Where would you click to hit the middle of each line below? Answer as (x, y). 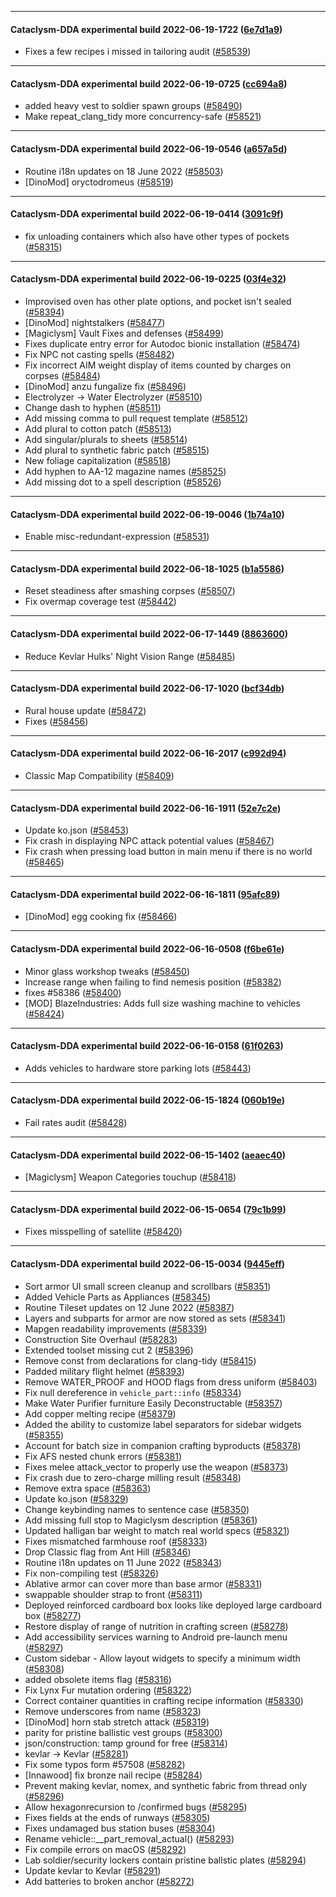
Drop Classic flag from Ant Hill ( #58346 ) (108, 1552)
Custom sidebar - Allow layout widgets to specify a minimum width (162, 1658)
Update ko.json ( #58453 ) (77, 830)
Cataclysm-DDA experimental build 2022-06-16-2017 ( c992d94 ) (148, 753)
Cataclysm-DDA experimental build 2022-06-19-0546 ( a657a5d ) (149, 149)
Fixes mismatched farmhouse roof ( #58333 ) (116, 1541)
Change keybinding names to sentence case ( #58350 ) (137, 1509)
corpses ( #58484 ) (62, 376)
